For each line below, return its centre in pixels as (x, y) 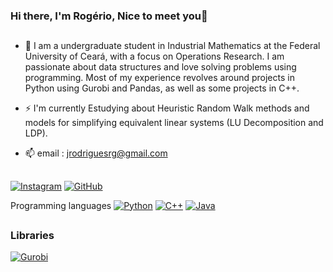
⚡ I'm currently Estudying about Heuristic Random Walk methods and (167, 108)
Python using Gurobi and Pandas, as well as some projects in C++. (162, 88)
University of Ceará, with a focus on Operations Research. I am (154, 56)
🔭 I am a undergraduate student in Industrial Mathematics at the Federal (172, 46)
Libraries (32, 236)
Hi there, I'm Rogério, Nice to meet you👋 (109, 16)
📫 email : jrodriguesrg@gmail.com (96, 153)
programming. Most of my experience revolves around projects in (159, 78)
